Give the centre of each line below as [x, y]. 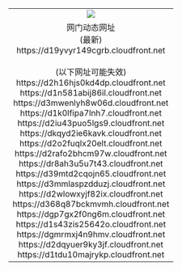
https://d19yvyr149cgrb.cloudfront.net [91, 50]
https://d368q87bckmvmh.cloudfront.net [91, 204]
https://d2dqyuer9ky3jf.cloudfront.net [91, 244]
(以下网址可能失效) [91, 72]
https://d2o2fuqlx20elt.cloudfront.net [91, 143]
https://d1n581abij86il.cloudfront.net [91, 92]
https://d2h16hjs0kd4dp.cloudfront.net [91, 83]
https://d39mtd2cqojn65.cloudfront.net [91, 173]
